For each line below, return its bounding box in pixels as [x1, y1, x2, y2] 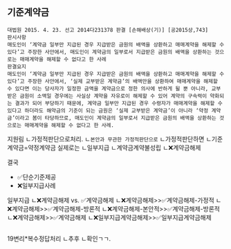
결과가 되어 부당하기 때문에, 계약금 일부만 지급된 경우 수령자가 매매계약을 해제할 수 [15, 99, 223, 107]
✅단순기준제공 [17, 172, 57, 181]
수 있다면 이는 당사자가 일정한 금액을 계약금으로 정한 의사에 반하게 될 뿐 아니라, [7, 85, 209, 92]
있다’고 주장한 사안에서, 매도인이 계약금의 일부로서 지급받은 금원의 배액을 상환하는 [7, 48, 212, 55]
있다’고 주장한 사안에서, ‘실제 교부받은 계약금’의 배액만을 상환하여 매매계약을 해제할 [7, 78, 218, 85]
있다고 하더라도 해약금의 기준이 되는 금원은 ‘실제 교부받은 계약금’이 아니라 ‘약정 [7, 107, 209, 114]
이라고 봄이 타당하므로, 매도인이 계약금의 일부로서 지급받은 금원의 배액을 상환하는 [15, 114, 216, 121]
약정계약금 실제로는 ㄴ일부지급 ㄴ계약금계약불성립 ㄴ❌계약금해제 [27, 143, 201, 152]
